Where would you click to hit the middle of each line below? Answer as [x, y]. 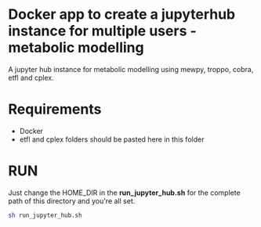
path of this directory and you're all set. [72, 200]
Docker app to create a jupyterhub [122, 14]
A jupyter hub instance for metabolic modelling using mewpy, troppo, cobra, [131, 69]
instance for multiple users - [103, 31]
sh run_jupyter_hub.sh [45, 215]
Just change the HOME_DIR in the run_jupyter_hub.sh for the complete [124, 193]
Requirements [55, 109]
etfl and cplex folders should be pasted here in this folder [112, 139]
